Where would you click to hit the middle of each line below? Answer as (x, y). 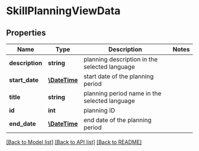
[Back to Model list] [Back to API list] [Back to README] (74, 142)
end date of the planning (118, 120)
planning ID (99, 110)
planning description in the (121, 59)
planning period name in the (123, 93)
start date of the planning (119, 76)
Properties (26, 33)
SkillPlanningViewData (63, 11)
